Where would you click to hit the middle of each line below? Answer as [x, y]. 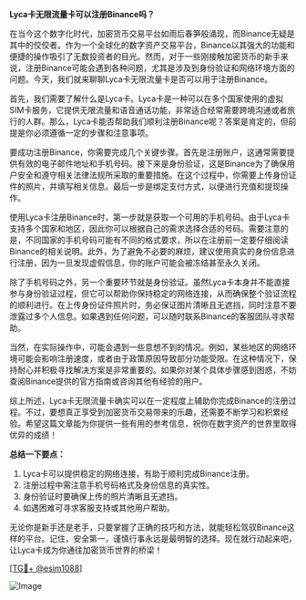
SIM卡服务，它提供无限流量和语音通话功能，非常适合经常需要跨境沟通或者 [148, 110]
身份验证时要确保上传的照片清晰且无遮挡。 [102, 497]
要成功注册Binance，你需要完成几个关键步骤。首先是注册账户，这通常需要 [148, 152]
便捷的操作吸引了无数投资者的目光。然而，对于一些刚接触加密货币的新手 [145, 57]
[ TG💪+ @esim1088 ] [46, 568]
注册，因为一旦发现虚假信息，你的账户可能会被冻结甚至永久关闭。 [141, 263]
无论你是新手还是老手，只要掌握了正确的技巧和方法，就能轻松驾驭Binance [148, 527]
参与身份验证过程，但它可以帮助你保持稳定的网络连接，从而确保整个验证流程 [153, 294]
